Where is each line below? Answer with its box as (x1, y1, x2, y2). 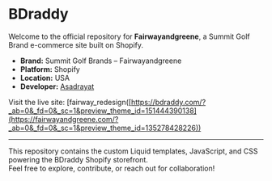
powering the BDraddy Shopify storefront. (8, 154, 148, 164)
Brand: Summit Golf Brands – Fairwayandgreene (19, 56, 182, 65)
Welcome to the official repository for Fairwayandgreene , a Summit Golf (8, 32, 251, 41)
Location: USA (19, 73, 70, 82)
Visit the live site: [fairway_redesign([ (8, 97, 132, 107)
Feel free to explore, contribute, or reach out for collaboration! (8, 163, 215, 173)
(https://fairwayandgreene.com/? (8, 114, 119, 124)
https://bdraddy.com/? (130, 97, 206, 107)
